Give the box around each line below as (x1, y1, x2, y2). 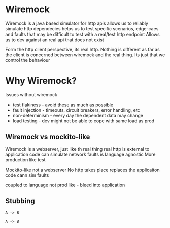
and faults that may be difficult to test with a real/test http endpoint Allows (5, 31, 160, 37)
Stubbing (5, 197, 36, 205)
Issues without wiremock (5, 91, 57, 97)
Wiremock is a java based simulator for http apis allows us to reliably (5, 20, 149, 26)
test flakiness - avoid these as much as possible (12, 102, 113, 108)
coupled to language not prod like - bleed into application (5, 182, 125, 188)
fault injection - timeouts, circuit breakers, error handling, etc (12, 107, 141, 113)
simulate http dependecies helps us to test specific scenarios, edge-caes (5, 25, 159, 31)
